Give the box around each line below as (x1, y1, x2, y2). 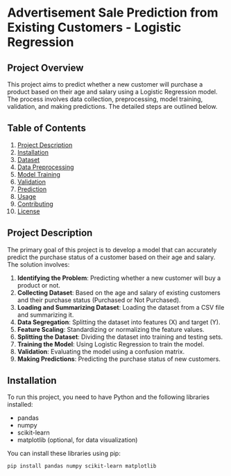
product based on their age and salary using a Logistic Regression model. (7, 88, 218, 96)
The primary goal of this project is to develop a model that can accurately (7, 245, 217, 254)
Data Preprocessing (17, 163, 74, 171)
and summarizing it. (17, 310, 74, 319)
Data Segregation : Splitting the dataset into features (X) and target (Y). (17, 317, 221, 326)
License (17, 206, 40, 215)
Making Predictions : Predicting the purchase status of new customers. (17, 355, 221, 363)
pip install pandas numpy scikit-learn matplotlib (7, 463, 157, 470)
